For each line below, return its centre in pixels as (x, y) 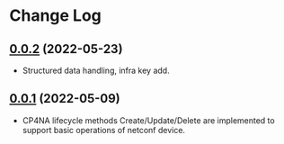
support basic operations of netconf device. (104, 130)
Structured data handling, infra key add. (96, 70)
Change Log (55, 16)
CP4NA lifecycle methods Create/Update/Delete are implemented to (149, 120)
